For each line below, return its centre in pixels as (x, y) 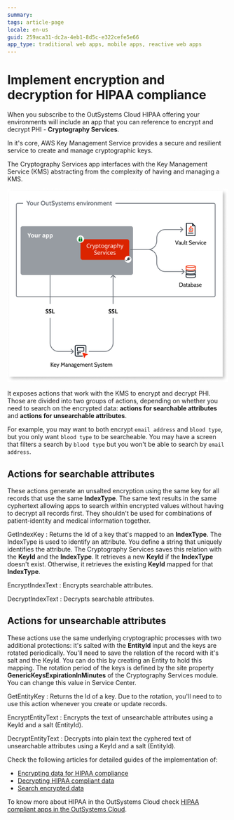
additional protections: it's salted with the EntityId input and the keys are (112, 645)
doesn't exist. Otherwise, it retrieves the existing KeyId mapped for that (110, 564)
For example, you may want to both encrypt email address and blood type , (115, 429)
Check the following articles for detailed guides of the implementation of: (113, 760)
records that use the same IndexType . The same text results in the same (112, 498)
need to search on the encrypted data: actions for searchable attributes (112, 408)
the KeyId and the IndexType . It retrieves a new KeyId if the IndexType (110, 557)
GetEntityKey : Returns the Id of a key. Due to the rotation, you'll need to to (115, 696)
